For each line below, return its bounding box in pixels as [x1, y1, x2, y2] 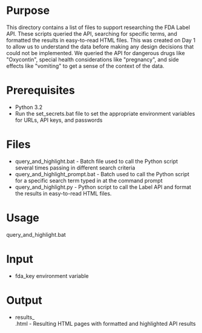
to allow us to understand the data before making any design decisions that [6, 43, 194, 50]
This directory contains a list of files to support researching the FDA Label [6, 24, 191, 31]
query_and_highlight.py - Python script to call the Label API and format [15, 183, 192, 191]
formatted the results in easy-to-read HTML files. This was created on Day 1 [6, 36, 195, 44]
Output [6, 293, 42, 307]
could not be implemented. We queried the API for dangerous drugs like [6, 49, 186, 56]
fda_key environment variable [15, 272, 89, 279]
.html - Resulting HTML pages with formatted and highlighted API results [15, 320, 196, 327]
